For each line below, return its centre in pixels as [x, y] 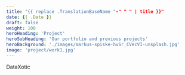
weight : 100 [21, 28]
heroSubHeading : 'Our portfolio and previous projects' [77, 39]
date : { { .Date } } [29, 17]
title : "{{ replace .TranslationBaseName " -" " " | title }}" [85, 12]
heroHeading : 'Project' [36, 34]
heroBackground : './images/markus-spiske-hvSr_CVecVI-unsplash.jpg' [93, 45]
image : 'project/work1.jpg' [41, 50]
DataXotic [18, 67]
